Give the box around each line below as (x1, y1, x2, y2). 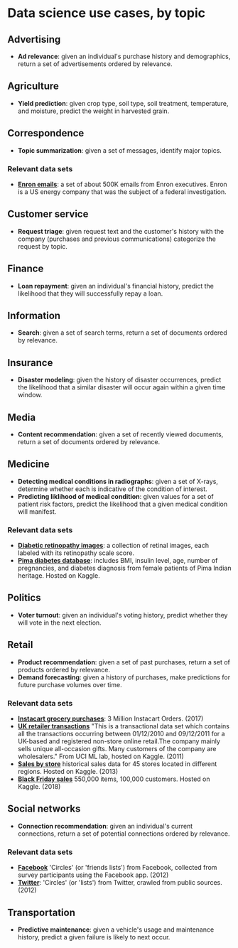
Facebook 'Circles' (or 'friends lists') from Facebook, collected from (17, 863, 217, 872)
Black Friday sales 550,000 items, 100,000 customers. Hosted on (17, 775, 210, 783)
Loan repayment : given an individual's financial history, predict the (17, 281, 215, 290)
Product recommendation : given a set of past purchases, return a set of (17, 657, 231, 666)
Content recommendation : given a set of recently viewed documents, (17, 430, 224, 438)
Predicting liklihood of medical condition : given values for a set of (17, 492, 215, 500)
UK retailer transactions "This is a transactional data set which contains (17, 722, 229, 731)
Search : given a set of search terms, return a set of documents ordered (17, 328, 227, 337)
